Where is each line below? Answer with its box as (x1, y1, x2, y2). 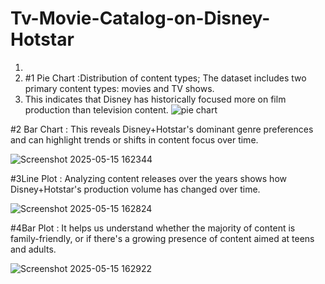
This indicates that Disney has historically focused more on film (24, 93, 287, 105)
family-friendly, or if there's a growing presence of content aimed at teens (10, 232, 315, 244)
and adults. (10, 243, 57, 255)
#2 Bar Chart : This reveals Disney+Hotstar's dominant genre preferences (10, 123, 314, 135)
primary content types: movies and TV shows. (24, 82, 215, 94)
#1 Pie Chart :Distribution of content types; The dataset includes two (24, 72, 307, 84)
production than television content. (24, 103, 169, 116)
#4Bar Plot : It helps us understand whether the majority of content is (10, 222, 296, 234)
